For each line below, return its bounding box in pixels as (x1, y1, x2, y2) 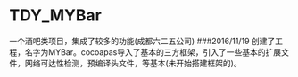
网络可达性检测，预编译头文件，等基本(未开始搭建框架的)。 (24, 58, 243, 68)
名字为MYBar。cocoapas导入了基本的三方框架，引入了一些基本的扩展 (24, 46, 282, 58)
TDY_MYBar (9, 5, 103, 26)
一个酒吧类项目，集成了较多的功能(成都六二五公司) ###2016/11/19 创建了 (9, 35, 276, 46)
